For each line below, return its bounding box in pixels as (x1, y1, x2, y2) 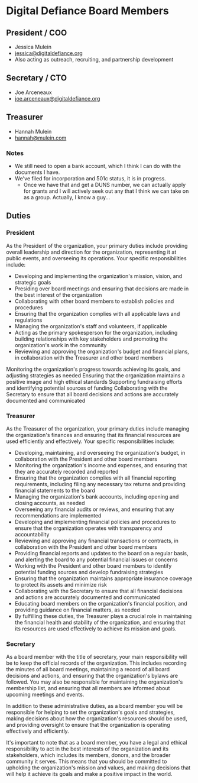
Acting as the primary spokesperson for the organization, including (14, 329, 178, 336)
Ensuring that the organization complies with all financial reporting (14, 474, 176, 481)
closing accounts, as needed (14, 499, 85, 506)
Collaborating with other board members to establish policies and (14, 297, 174, 305)
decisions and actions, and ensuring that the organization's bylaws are (6, 672, 178, 680)
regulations (14, 316, 43, 323)
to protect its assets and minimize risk (14, 581, 108, 588)
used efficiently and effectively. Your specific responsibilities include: (6, 438, 175, 445)
